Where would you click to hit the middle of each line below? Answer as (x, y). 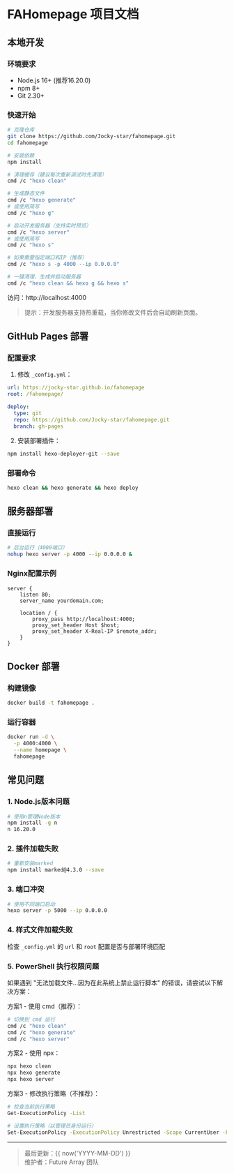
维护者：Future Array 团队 (61, 1162)
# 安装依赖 (21, 155)
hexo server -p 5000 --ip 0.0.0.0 (57, 911)
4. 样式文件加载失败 (40, 930)
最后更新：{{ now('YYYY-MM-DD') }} (77, 1153)
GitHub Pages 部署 (48, 337)
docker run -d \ (31, 737)
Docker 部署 (34, 666)
